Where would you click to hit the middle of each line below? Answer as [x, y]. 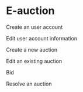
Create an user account [34, 27]
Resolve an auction [29, 84]
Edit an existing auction [34, 61]
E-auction [30, 11]
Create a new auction [32, 50]
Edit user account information [42, 38]
